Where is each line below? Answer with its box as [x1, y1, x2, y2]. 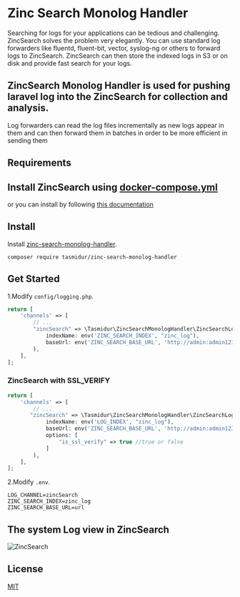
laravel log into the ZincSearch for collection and [7, 91, 229, 103]
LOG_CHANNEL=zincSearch [7, 491, 79, 499]
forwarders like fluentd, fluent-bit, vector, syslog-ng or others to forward [7, 44, 221, 52]
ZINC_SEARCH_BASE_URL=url [7, 504, 84, 511]
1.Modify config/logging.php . [7, 291, 94, 301]
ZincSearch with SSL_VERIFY [7, 376, 111, 386]
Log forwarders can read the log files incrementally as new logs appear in [7, 121, 224, 129]
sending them [7, 136, 48, 144]
